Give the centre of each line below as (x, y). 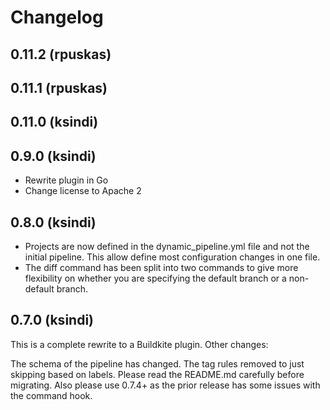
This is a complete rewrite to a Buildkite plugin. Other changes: (139, 344)
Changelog (57, 17)
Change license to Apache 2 (83, 191)
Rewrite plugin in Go (66, 180)
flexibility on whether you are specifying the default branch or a (155, 278)
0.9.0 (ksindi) (53, 156)
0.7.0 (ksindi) (52, 320)
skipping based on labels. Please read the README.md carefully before (157, 374)
